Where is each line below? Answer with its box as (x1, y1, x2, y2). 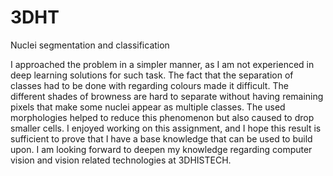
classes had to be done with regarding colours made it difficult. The (10, 79, 289, 91)
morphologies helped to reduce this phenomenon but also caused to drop (10, 111, 315, 123)
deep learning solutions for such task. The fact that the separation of (10, 69, 294, 81)
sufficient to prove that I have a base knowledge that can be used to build (10, 132, 313, 145)
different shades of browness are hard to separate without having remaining (10, 90, 324, 102)
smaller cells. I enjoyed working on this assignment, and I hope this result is (10, 122, 322, 134)
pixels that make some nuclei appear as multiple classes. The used (10, 101, 286, 113)
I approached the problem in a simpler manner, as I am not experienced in (10, 58, 315, 70)
